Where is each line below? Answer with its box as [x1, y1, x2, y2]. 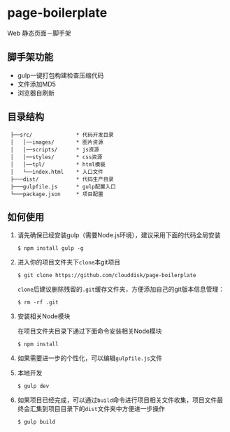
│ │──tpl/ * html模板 [10, 161, 106, 168]
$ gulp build [17, 419, 56, 426]
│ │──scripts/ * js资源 [10, 146, 99, 153]
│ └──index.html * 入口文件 [10, 168, 103, 175]
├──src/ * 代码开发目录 [10, 131, 114, 138]
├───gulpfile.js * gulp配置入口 [10, 183, 117, 190]
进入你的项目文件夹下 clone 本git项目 [17, 258, 121, 267]
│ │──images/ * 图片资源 [10, 138, 103, 146]
